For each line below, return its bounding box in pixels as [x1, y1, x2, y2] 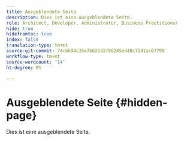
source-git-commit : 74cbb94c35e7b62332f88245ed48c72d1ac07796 [6, 48, 165, 54]
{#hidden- [115, 95, 168, 109]
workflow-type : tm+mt [6, 53, 61, 59]
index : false [6, 37, 39, 43]
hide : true [6, 25, 34, 32]
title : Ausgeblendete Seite [6, 8, 77, 15]
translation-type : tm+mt [6, 43, 68, 49]
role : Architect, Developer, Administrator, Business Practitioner [6, 20, 179, 26]
